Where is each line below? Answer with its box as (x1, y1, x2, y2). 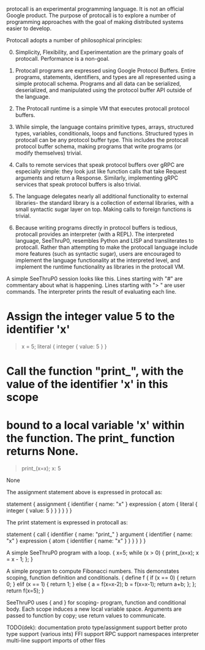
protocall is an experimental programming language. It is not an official (6, 6, 185, 12)
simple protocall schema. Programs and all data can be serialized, (15, 80, 182, 87)
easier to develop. (6, 25, 52, 32)
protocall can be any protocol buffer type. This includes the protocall (15, 136, 188, 143)
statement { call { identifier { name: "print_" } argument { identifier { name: (6, 530, 193, 538)
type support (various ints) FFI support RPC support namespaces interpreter (6, 630, 199, 638)
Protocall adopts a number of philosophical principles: (6, 37, 143, 44)
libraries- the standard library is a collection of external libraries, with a (15, 199, 194, 206)
